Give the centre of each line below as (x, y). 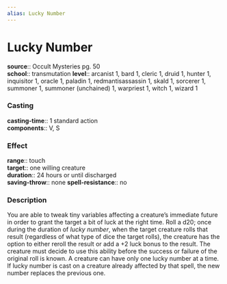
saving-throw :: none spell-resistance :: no (67, 183)
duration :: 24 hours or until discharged (62, 175)
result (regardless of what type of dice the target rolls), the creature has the (113, 237)
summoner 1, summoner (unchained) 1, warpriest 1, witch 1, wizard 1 (103, 88)
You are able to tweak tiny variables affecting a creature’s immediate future (112, 215)
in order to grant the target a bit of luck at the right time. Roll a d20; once (109, 222)
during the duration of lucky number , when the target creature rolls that (108, 229)
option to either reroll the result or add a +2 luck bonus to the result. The (109, 244)
